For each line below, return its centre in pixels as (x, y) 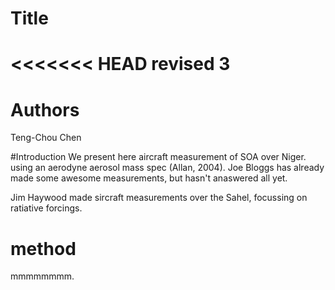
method (43, 248)
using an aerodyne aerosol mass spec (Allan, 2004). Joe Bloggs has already (167, 168)
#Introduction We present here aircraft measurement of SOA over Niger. (158, 157)
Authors (45, 109)
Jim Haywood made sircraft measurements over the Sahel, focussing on (159, 198)
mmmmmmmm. (42, 276)
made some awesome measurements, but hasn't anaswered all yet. (149, 178)
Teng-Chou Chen (46, 138)
